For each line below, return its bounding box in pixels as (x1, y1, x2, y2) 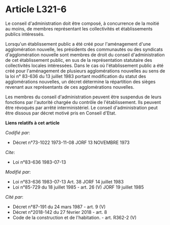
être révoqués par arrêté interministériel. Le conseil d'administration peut (5, 104, 158, 110)
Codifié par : (5, 129, 30, 135)
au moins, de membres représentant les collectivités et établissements (5, 25, 153, 31)
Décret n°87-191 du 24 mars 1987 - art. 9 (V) (12, 204, 106, 210)
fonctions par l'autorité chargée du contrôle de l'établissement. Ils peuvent (5, 99, 161, 105)
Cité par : (5, 194, 24, 200)
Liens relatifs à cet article (5, 120, 60, 126)
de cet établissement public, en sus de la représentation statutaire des (5, 57, 152, 63)
